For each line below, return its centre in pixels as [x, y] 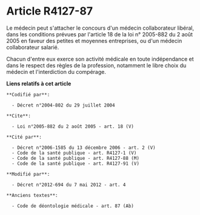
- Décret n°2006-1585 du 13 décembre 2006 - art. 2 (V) [84, 147]
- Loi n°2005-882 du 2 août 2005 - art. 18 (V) [73, 126]
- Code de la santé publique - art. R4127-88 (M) [75, 158]
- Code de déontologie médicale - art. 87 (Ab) [73, 206]
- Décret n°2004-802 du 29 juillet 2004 [63, 105]
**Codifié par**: [28, 94]
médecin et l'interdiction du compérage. [56, 71]
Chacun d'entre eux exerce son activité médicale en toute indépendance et [100, 59]
